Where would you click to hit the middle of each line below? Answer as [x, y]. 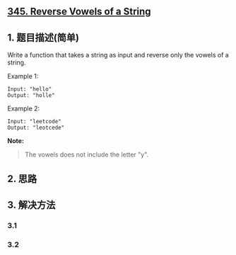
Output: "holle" [31, 96]
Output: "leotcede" [36, 128]
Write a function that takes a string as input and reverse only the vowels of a [118, 55]
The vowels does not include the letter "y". [87, 154]
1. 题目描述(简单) [43, 37]
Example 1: [23, 76]
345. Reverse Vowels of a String [79, 12]
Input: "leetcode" [34, 122]
